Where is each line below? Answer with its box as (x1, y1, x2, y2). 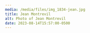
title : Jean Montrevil (5, 12, 51, 16)
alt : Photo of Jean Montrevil (5, 16, 66, 21)
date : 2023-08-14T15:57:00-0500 (5, 20, 70, 26)
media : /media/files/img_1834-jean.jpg (5, 7, 86, 12)
